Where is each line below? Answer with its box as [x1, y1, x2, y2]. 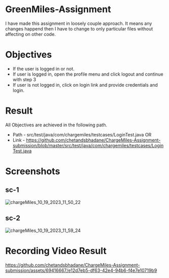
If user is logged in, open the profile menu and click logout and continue [12, 71, 163, 77]
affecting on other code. [5, 31, 56, 37]
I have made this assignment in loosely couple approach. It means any [5, 20, 152, 26]
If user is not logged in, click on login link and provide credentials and [12, 82, 158, 88]
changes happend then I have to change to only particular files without [5, 25, 153, 31]
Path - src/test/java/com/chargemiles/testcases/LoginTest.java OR [12, 131, 152, 137]
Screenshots [5, 166, 60, 177]
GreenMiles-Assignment [5, 4, 111, 15]
